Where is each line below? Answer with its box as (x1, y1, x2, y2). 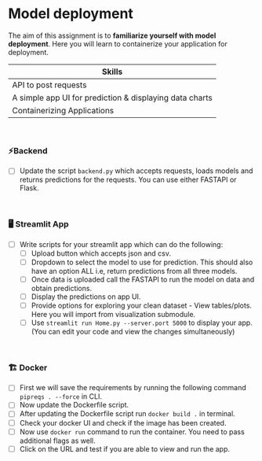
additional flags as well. (19, 436, 96, 445)
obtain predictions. (31, 283, 93, 293)
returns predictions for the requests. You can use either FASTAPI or (19, 175, 237, 185)
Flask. (19, 183, 39, 193)
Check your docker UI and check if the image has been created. (19, 418, 227, 427)
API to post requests (12, 79, 87, 90)
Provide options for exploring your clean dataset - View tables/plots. (31, 301, 253, 310)
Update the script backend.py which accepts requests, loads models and (19, 166, 253, 175)
